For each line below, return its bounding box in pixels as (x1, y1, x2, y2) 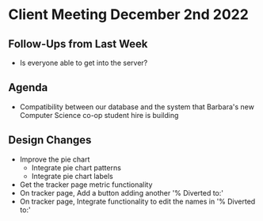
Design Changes (8, 133, 92, 147)
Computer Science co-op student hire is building (19, 110, 179, 120)
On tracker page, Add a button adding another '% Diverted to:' (19, 188, 224, 197)
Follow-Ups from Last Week (8, 37, 148, 51)
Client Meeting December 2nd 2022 (8, 6, 250, 24)
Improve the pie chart (19, 154, 90, 164)
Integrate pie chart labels (31, 171, 113, 181)
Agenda (8, 81, 48, 94)
